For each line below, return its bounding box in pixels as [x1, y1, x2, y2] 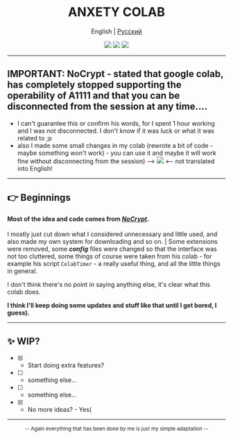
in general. [7, 267, 38, 275]
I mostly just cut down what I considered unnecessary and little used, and [7, 230, 218, 238]
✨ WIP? [7, 335, 40, 347]
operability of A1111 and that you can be [7, 90, 180, 101]
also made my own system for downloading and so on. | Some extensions [7, 238, 218, 246]
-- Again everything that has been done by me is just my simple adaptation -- [24, 425, 209, 433]
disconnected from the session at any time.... [7, 101, 208, 113]
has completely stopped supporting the [7, 79, 182, 91]
